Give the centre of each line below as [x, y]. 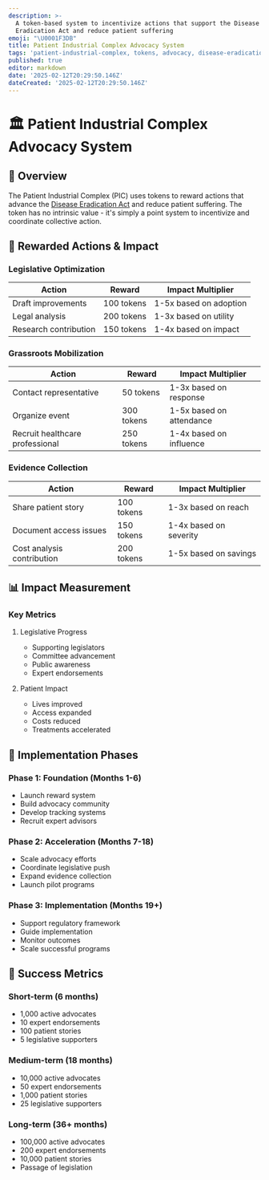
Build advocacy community [65, 804]
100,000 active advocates [62, 1142]
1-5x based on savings [212, 553]
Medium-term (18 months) [61, 1060]
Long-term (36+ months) [58, 1124]
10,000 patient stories [56, 1159]
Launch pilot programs [57, 885]
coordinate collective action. [55, 221]
